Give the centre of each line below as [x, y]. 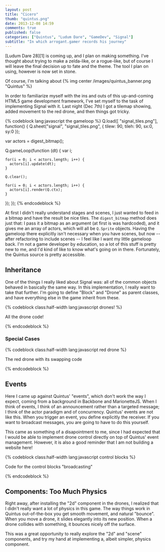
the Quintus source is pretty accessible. [46, 255]
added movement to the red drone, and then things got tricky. [68, 111]
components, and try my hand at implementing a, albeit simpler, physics [78, 539]
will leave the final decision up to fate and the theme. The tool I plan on [77, 66]
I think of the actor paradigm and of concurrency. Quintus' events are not [79, 412]
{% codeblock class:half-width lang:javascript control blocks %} [70, 457]
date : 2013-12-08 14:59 [30, 23]
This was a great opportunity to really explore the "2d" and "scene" [73, 534]
